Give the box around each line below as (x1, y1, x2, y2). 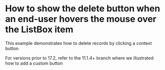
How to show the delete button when (5, 3, 161, 14)
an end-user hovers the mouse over (5, 13, 157, 25)
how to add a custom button (5, 60, 63, 66)
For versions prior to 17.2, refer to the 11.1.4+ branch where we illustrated (5, 55, 154, 61)
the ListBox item (5, 24, 74, 35)
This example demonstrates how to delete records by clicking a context (5, 40, 152, 46)
